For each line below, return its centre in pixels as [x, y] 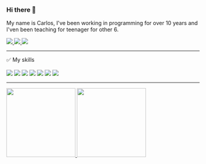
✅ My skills [21, 60]
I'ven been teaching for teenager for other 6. [63, 29]
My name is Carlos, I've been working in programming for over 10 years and [102, 23]
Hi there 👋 [21, 10]
